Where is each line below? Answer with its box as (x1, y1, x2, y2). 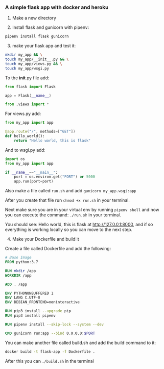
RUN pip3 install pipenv (5, 313, 56, 318)
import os (5, 156, 25, 161)
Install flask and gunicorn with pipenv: (12, 24, 89, 30)
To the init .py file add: (5, 75, 49, 81)
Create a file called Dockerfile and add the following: (5, 246, 111, 252)
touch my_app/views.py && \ (5, 61, 63, 66)
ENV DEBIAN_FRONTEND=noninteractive (5, 300, 80, 305)
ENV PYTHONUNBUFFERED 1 (5, 291, 54, 296)
